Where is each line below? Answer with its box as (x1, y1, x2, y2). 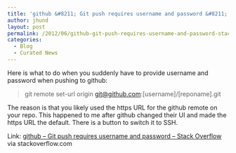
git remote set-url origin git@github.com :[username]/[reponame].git (24, 89, 221, 98)
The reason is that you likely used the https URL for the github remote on (7, 103, 218, 112)
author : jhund (7, 17, 49, 24)
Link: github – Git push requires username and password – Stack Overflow (7, 131, 222, 140)
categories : (7, 36, 42, 44)
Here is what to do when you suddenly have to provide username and (7, 68, 209, 77)
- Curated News (13, 50, 58, 57)
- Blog (13, 43, 33, 50)
